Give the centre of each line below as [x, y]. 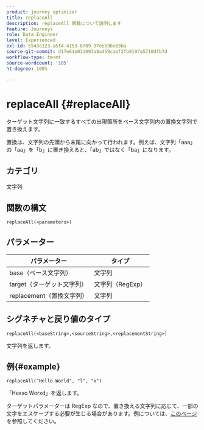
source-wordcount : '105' [38, 63]
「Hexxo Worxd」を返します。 [44, 393]
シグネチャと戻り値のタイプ [58, 319]
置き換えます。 [25, 129]
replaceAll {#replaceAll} [69, 104]
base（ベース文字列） [40, 273]
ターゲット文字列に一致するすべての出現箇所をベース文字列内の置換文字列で [102, 122]
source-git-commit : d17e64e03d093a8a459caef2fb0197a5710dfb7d [87, 52]
